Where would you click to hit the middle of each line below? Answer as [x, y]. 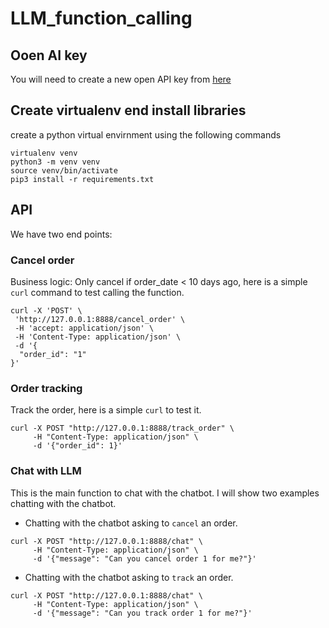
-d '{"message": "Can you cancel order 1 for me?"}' [144, 558]
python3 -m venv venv [55, 162]
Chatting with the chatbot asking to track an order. [129, 577]
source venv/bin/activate [64, 170]
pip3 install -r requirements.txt [82, 179]
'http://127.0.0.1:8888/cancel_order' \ [100, 319]
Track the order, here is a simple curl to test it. [106, 410]
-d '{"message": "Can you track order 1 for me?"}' [142, 613]
